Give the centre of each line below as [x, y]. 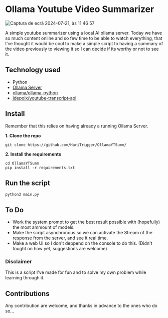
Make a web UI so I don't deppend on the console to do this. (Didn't [82, 243]
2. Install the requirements [33, 154]
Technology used [33, 70]
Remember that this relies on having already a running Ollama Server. [77, 126]
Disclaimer [19, 262]
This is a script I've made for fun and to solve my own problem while [76, 272]
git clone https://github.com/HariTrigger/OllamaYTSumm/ [66, 145]
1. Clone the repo [23, 135]
